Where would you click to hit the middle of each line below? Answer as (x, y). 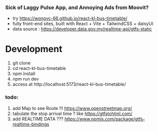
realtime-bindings (31, 124)
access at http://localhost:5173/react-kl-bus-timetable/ (69, 84)
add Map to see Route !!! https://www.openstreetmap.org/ (72, 108)
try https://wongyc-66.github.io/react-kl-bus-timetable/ (70, 18)
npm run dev (26, 79)
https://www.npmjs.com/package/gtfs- (105, 118)
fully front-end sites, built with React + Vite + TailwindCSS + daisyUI (83, 23)
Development (34, 49)
